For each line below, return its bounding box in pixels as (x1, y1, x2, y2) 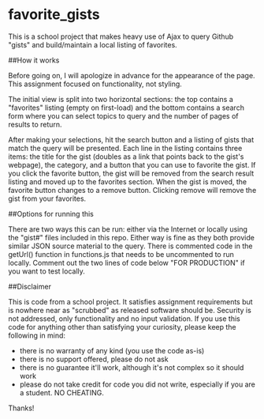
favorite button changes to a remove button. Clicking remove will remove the (8, 185, 257, 194)
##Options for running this (8, 209, 95, 218)
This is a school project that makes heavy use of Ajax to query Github (8, 32, 234, 41)
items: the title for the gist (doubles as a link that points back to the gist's (8, 152, 244, 161)
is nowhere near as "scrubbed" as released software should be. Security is (8, 305, 252, 315)
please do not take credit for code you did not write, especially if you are (19, 379, 256, 389)
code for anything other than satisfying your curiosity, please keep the (8, 322, 236, 331)
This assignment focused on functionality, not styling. (8, 79, 183, 89)
